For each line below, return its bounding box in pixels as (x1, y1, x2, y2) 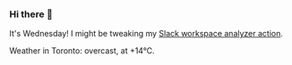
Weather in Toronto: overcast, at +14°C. (9, 45, 155, 56)
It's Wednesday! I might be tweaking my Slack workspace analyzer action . (9, 28, 284, 39)
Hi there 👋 (9, 8, 54, 20)
